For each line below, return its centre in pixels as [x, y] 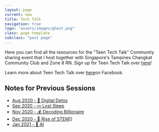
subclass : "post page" [28, 38]
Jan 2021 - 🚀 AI [28, 124]
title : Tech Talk [23, 19]
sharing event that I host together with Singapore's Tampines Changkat [78, 57]
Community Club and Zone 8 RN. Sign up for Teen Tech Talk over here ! [78, 63]
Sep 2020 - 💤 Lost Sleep [38, 105]
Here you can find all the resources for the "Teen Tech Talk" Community [79, 52]
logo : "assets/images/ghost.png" [40, 29]
